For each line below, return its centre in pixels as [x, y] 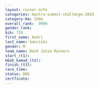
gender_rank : [19, 28]
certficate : [17, 79]
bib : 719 [14, 33]
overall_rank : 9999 [26, 23]
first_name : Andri [24, 38]
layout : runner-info [26, 10]
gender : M [15, 46]
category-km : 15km [24, 19]
